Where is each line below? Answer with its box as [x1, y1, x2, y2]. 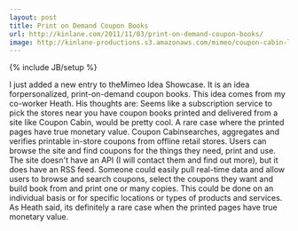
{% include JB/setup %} [9, 62, 98, 73]
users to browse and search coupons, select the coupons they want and [9, 174, 273, 185]
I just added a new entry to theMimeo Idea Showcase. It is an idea [9, 79, 250, 90]
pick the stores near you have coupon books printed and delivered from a [9, 108, 278, 118]
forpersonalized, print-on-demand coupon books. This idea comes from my [9, 89, 286, 100]
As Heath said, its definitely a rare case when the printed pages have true [9, 202, 278, 213]
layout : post [9, 12, 58, 22]
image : [9, 37, 34, 47]
